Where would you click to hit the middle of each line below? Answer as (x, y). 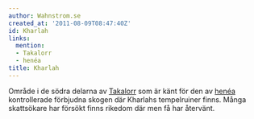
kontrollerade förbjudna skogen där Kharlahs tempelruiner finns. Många (127, 99)
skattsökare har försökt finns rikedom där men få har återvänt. (112, 108)
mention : (30, 46)
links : (19, 38)
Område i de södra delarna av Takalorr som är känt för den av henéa (122, 91)
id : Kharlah (28, 31)
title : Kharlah (34, 68)
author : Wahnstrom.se (45, 16)
